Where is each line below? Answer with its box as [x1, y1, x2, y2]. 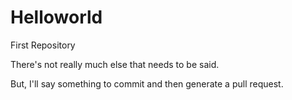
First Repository [10, 39, 76, 51]
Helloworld [10, 6, 103, 29]
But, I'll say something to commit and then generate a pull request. [10, 77, 284, 90]
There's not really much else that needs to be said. [10, 58, 220, 70]
